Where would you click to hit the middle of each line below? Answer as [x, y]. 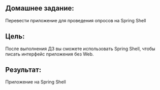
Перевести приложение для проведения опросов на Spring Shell [76, 20]
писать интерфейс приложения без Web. [50, 54]
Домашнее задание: [40, 8]
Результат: [23, 70]
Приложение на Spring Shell [36, 82]
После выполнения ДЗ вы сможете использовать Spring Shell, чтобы [81, 49]
